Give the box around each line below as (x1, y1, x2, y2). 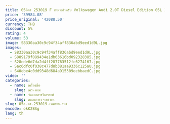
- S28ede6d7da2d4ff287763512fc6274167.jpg (10, 59, 101, 64)
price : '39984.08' (5, 12, 44, 17)
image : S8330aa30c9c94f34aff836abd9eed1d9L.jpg (5, 40, 108, 46)
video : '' (5, 73, 26, 78)
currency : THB (5, 21, 35, 27)
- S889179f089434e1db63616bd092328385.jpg (10, 54, 101, 60)
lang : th (5, 111, 24, 116)
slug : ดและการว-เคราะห (14, 97, 55, 102)
